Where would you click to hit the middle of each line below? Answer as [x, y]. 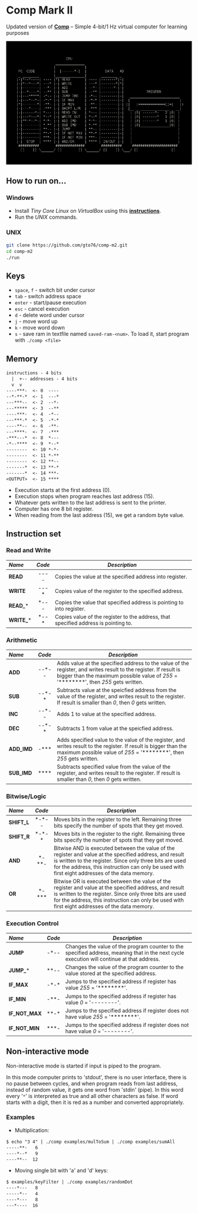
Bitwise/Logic [26, 796]
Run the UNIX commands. [46, 217]
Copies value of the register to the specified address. [119, 591]
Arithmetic [22, 640]
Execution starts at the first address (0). [63, 490]
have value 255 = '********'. [103, 1017]
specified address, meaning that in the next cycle [125, 952]
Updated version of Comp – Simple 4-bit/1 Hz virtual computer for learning [97, 27]
